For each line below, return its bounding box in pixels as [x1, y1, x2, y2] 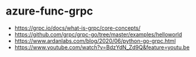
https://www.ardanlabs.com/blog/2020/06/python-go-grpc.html [14, 37, 176, 44]
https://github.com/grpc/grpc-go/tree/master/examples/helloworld [14, 30, 183, 38]
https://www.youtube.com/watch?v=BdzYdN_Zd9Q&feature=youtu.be [14, 44, 190, 51]
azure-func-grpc [5, 4, 94, 18]
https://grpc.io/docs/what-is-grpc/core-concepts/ [14, 24, 141, 32]
